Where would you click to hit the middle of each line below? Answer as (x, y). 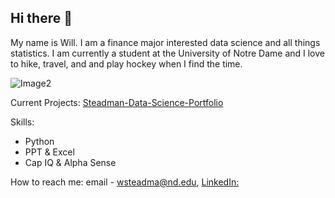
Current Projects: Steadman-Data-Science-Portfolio (117, 102)
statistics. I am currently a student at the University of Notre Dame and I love (167, 53)
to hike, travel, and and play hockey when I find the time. (126, 63)
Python (39, 141)
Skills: (22, 122)
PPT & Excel (49, 152)
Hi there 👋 (41, 18)
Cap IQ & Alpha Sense (70, 162)
